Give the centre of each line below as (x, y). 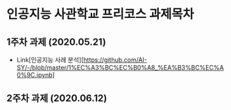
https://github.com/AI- (115, 60)
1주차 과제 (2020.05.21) (57, 42)
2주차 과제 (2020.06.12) (57, 99)
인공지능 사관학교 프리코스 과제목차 (101, 14)
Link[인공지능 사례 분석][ (50, 60)
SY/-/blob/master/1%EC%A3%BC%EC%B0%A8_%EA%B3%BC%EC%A (120, 67)
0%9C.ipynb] (35, 75)
